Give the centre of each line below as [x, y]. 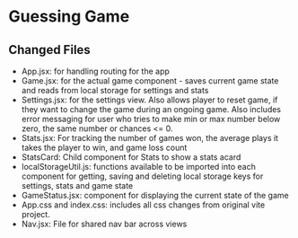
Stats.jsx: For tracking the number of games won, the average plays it [150, 138]
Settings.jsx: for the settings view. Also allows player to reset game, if [149, 100]
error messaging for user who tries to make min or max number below [151, 119]
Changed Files [49, 50]
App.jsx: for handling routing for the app [95, 71]
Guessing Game [69, 17]
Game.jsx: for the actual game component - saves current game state [150, 81]
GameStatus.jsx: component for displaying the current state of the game [155, 195]
